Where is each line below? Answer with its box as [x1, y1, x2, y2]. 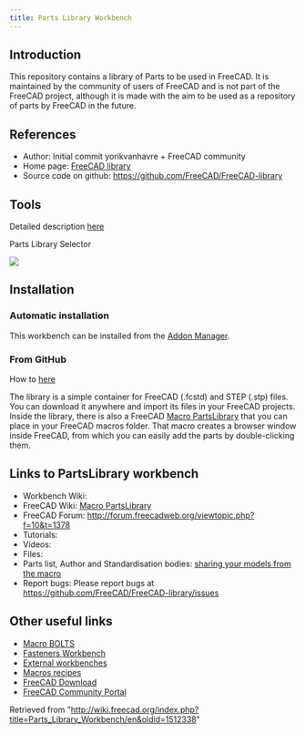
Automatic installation [9, 309, 109, 322]
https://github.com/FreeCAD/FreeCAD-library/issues [22, 587, 219, 598]
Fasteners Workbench [22, 647, 107, 658]
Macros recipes [22, 667, 82, 677]
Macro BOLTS [22, 637, 76, 648]
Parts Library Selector [9, 239, 92, 250]
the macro [22, 567, 62, 579]
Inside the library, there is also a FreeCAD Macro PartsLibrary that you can [9, 411, 289, 422]
